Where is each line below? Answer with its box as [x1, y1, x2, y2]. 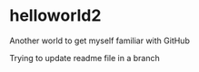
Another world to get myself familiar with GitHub [9, 35, 191, 46]
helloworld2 [9, 5, 102, 26]
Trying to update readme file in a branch [9, 52, 161, 63]
